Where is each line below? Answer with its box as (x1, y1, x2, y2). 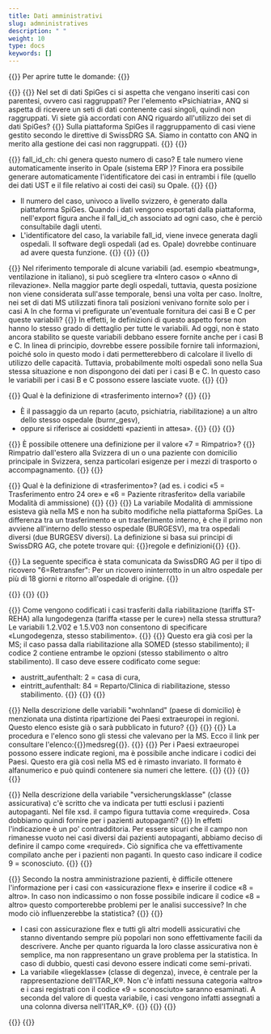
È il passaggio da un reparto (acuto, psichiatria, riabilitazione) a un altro (19, 406, 258, 416)
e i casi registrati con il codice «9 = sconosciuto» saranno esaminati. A (19, 985, 256, 994)
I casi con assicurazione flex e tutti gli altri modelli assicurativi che (19, 924, 241, 934)
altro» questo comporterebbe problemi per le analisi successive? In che (8, 900, 247, 909)
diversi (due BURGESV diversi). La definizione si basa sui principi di (8, 532, 233, 542)
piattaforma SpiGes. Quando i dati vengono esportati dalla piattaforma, (19, 205, 256, 214)
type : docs (8, 42, 45, 50)
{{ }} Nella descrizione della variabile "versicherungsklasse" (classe (8, 790, 232, 799)
